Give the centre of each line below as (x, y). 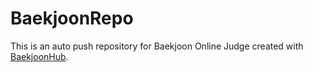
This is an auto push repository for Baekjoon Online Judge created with (157, 46)
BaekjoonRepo (72, 18)
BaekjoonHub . (39, 56)
